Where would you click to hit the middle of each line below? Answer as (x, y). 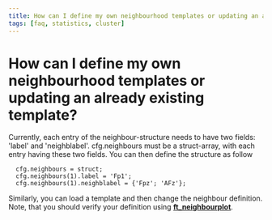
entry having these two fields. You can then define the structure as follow (131, 154)
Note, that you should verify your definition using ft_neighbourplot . (121, 207)
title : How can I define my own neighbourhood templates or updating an (134, 16)
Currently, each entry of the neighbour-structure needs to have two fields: (132, 137)
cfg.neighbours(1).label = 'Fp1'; (74, 176)
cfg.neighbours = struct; (59, 169)
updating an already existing (106, 97)
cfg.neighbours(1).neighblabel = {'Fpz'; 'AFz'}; (101, 184)
